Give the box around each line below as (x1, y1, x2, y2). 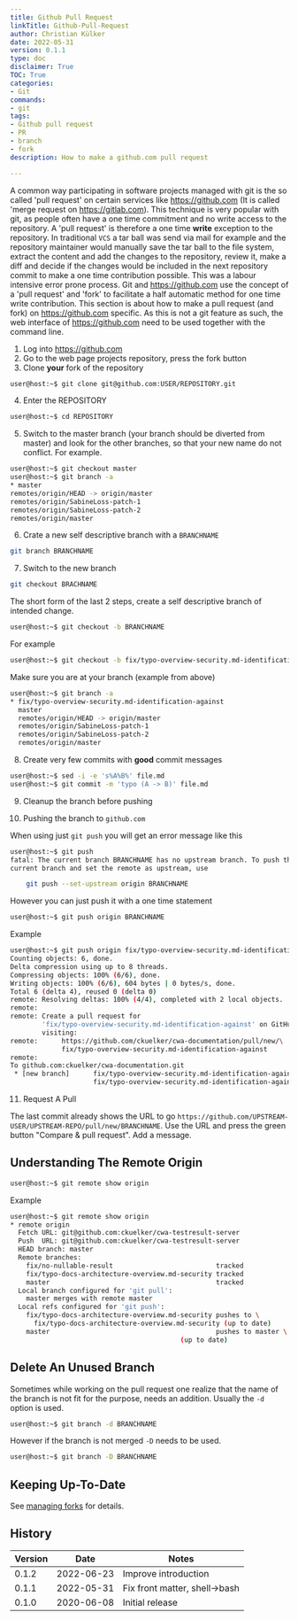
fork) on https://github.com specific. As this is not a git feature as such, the (10, 307, 284, 318)
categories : (10, 79, 54, 88)
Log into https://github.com (22, 343, 123, 354)
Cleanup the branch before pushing (22, 795, 153, 806)
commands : (10, 95, 47, 105)
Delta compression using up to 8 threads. (10, 962, 169, 971)
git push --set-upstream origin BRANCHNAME (26, 880, 189, 888)
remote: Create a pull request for (10, 1012, 141, 1021)
